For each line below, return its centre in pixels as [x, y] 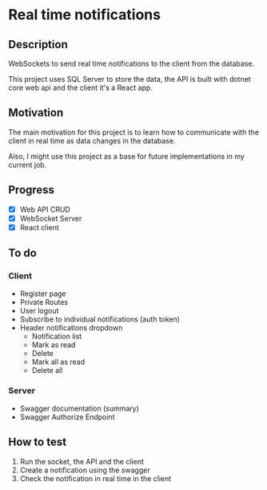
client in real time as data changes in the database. [92, 140]
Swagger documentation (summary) [80, 408]
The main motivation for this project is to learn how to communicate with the [134, 132]
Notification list [57, 336]
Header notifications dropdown [71, 327]
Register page [43, 294]
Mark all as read [58, 362]
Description [38, 45]
